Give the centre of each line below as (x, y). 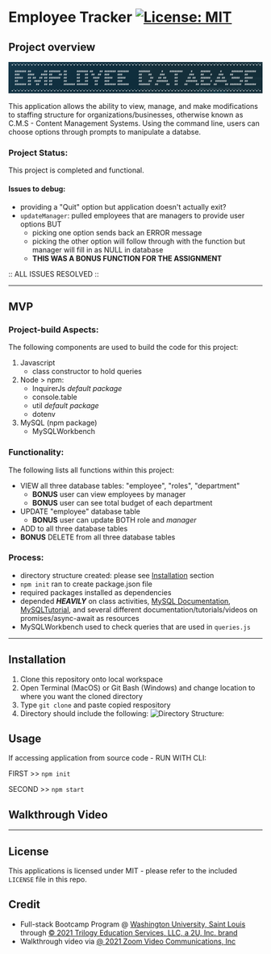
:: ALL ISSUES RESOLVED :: (54, 273)
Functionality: (36, 452)
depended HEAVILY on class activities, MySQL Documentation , (125, 601)
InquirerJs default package (77, 389)
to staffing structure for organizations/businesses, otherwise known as (126, 115)
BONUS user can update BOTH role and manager (114, 519)
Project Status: (38, 152)
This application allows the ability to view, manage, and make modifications (133, 106)
